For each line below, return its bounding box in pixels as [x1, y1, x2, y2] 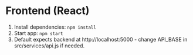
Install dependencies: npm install [13, 23, 96, 30]
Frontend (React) [5, 4, 90, 18]
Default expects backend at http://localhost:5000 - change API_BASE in [13, 36, 188, 43]
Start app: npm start [13, 29, 63, 36]
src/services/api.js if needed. [13, 42, 85, 49]
